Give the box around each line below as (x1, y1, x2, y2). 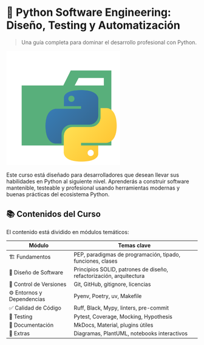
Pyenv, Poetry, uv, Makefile (73, 292, 142, 299)
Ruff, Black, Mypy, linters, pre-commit (73, 304, 169, 311)
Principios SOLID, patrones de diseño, (73, 265, 169, 273)
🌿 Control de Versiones (8, 280, 67, 288)
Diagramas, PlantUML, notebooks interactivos (73, 330, 188, 337)
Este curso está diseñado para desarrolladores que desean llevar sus (6, 171, 179, 179)
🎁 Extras (8, 330, 30, 337)
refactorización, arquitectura (73, 272, 145, 279)
